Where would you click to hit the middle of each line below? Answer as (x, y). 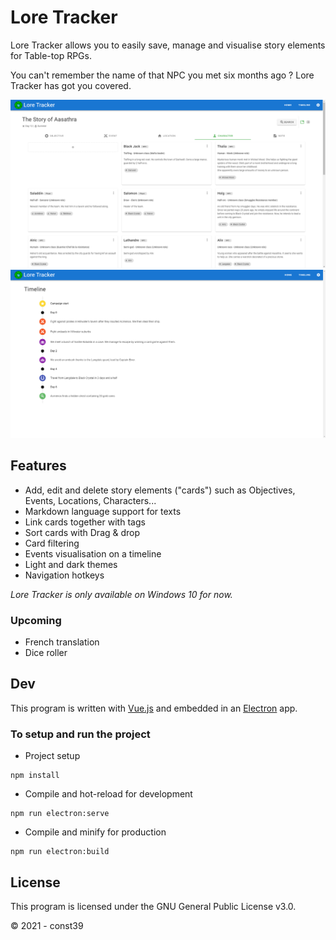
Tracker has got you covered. (71, 85)
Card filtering (52, 543)
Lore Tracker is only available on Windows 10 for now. (121, 594)
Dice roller (46, 652)
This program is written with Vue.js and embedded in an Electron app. (154, 708)
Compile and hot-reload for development (108, 794)
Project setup (52, 756)
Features (38, 466)
